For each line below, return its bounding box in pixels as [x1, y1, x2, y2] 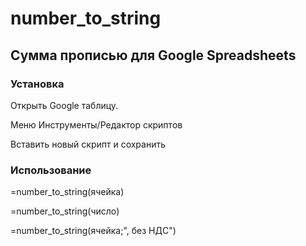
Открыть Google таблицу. [10, 99, 119, 111]
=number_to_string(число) [10, 205, 120, 217]
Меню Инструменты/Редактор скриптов [10, 118, 183, 131]
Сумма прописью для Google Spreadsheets [10, 47, 297, 64]
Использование [10, 163, 92, 177]
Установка [10, 77, 65, 91]
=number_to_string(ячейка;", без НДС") [10, 225, 177, 237]
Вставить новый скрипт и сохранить [10, 138, 167, 150]
